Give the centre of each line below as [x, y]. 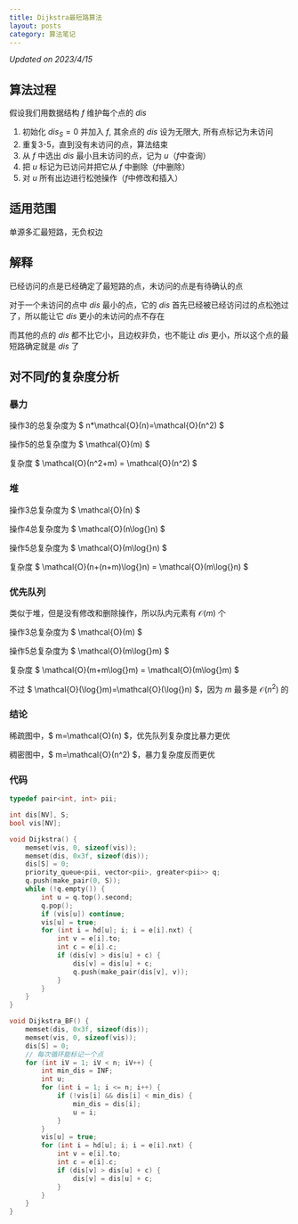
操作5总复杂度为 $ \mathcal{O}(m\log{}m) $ [89, 651]
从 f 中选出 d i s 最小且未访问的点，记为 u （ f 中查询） [116, 155]
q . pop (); [57, 906]
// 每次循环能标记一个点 [64, 1054]
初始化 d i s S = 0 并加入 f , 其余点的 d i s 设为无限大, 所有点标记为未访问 [148, 133]
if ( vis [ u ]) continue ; [83, 914]
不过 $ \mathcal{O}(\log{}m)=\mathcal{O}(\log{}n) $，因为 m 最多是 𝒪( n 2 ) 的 [149, 688]
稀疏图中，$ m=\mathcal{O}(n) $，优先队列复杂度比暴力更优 [120, 735]
